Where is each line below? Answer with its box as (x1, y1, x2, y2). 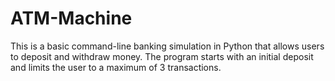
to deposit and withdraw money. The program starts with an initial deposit (10, 50, 314, 62)
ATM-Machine (10, 7, 133, 30)
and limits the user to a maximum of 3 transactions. (10, 61, 222, 73)
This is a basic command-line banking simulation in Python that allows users (10, 40, 325, 52)
